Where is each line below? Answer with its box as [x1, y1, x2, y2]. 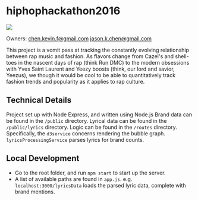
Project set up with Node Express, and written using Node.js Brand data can [6, 111, 192, 118]
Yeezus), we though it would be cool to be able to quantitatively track [6, 71, 176, 78]
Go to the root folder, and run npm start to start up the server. [14, 169, 166, 176]
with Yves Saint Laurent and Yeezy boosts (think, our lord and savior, [6, 65, 175, 72]
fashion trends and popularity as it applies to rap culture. [6, 78, 145, 85]
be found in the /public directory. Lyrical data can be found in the [6, 117, 167, 124]
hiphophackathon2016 [6, 4, 121, 18]
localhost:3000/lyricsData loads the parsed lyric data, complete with [14, 182, 186, 189]
